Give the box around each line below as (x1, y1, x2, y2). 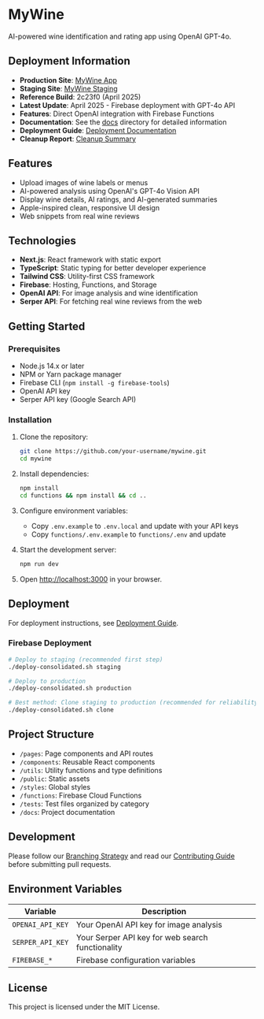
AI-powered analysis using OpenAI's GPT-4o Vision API (19, 186, 200, 195)
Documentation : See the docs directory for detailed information (19, 117, 227, 127)
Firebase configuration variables (75, 954, 196, 965)
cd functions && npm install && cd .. (19, 491, 147, 500)
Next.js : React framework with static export (19, 255, 161, 265)
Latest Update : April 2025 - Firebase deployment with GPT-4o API (19, 100, 236, 110)
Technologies (8, 234, 77, 247)
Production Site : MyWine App (19, 75, 118, 84)
